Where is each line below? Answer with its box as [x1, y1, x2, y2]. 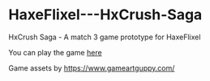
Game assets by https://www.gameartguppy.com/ [8, 63, 175, 73]
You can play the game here [8, 47, 103, 57]
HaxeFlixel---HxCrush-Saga [8, 6, 203, 24]
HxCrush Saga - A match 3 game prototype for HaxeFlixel [8, 32, 201, 42]
